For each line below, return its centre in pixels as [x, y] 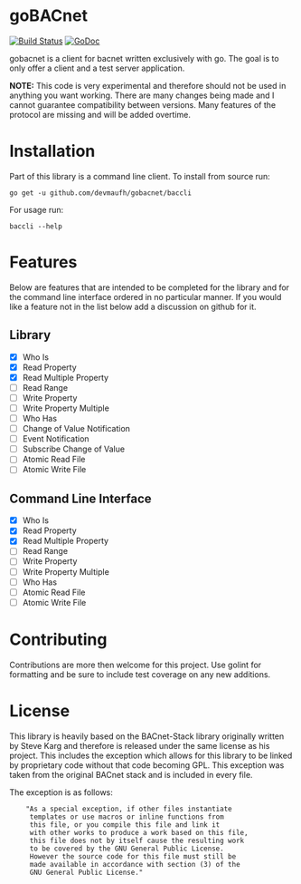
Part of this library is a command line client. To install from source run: [140, 176]
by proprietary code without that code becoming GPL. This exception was [147, 765]
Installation [52, 151]
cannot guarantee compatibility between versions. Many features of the [143, 104]
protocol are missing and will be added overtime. [100, 114]
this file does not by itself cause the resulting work [137, 840]
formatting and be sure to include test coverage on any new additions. [140, 674]
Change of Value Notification [76, 429]
